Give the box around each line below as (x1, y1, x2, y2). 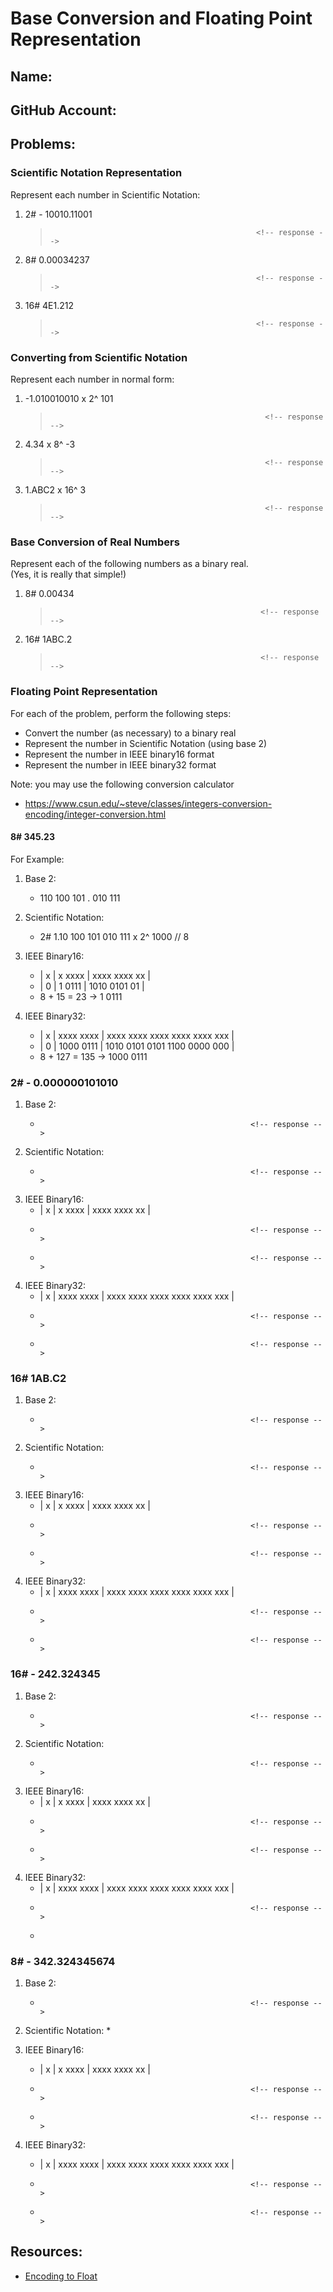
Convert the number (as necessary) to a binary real (24, 727, 237, 739)
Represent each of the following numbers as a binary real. (10, 558, 249, 570)
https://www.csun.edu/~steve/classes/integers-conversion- (24, 797, 273, 809)
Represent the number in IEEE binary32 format (24, 758, 217, 771)
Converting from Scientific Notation (10, 350, 188, 364)
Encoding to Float (24, 2270, 98, 2282)
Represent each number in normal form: (10, 373, 175, 385)
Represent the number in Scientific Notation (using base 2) (24, 737, 268, 749)
